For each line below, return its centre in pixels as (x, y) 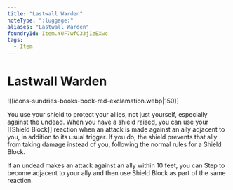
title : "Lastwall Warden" (45, 14)
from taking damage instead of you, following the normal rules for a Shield (115, 144)
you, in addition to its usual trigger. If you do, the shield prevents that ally (112, 137)
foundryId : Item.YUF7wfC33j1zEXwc (58, 33)
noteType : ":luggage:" (40, 20)
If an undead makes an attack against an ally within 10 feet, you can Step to (116, 165)
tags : (15, 40)
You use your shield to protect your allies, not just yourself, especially (108, 114)
